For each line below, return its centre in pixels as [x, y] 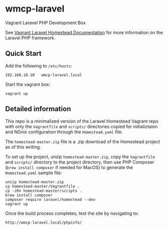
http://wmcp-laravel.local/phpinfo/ [44, 222]
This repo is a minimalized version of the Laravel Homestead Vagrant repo [82, 121]
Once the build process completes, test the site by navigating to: [72, 213]
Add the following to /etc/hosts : [38, 65]
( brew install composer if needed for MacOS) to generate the [69, 167]
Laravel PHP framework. [30, 38]
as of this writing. [23, 147]
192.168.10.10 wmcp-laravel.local [44, 75]
